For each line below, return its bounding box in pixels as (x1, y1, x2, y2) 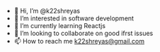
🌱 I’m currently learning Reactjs (13, 22, 106, 30)
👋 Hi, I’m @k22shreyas (13, 7, 80, 15)
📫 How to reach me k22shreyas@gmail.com (13, 37, 145, 45)
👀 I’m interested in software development (13, 14, 135, 22)
